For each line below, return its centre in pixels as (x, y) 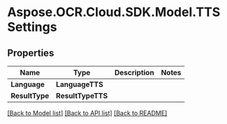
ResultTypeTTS (82, 96)
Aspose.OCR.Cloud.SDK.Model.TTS (114, 12)
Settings (32, 27)
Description (134, 73)
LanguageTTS (79, 84)
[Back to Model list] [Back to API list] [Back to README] (87, 113)
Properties (31, 53)
